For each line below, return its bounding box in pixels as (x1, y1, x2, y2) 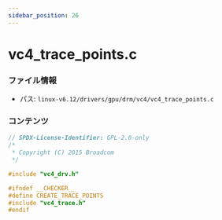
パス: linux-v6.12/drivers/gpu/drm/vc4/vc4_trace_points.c (19, 94, 214, 104)
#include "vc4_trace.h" (8, 199, 87, 207)
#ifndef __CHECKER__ (8, 184, 76, 192)
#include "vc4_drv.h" (8, 170, 80, 178)
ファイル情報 (8, 75, 57, 86)
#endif (8, 206, 30, 214)
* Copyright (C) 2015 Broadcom (11, 148, 114, 157)
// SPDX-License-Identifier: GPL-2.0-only (8, 134, 150, 142)
